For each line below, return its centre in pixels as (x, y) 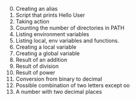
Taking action (33, 21)
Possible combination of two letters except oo (73, 85)
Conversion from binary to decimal (59, 79)
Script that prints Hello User (50, 15)
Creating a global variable (48, 53)
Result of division (37, 66)
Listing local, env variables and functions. (67, 41)
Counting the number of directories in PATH (70, 28)
